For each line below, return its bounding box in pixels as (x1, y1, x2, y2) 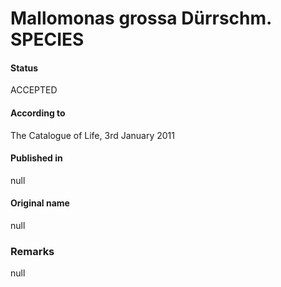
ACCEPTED (10, 84, 58, 96)
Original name (10, 197, 70, 209)
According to (10, 107, 66, 119)
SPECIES (10, 28, 85, 51)
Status (10, 62, 39, 74)
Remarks (10, 244, 55, 258)
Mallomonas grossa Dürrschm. (10, 7, 272, 30)
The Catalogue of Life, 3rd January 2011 (10, 129, 175, 141)
